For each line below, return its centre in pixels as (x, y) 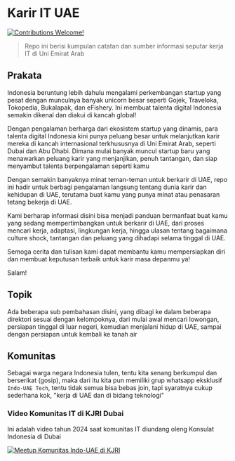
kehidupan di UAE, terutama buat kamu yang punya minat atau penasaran (114, 194)
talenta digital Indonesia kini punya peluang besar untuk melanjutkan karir (114, 136)
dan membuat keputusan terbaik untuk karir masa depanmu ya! (99, 259)
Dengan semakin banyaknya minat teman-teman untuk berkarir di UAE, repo (117, 179)
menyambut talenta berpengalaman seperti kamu (78, 166)
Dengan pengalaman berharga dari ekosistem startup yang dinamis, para (113, 129)
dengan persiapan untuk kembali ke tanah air (73, 334)
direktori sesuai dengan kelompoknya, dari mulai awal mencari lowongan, (113, 319)
